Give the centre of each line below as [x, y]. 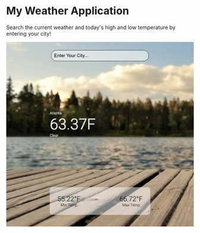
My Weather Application [68, 11]
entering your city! [29, 33]
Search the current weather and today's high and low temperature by [91, 27]
